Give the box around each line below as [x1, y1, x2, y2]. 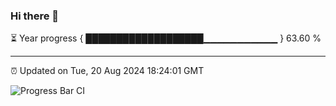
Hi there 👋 [10, 9, 60, 23]
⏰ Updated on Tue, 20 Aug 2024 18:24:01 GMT [10, 65, 205, 77]
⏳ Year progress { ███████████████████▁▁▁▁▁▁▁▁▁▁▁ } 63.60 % [10, 32, 322, 44]
